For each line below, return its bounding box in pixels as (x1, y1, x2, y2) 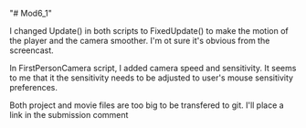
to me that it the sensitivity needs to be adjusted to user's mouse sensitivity (9, 72, 294, 83)
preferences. (9, 82, 58, 92)
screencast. (9, 45, 55, 56)
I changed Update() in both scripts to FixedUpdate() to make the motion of (9, 26, 290, 36)
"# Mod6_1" (9, 8, 53, 18)
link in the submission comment (9, 110, 129, 120)
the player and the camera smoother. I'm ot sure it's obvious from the (9, 36, 270, 46)
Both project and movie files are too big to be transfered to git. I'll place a (9, 100, 285, 111)
